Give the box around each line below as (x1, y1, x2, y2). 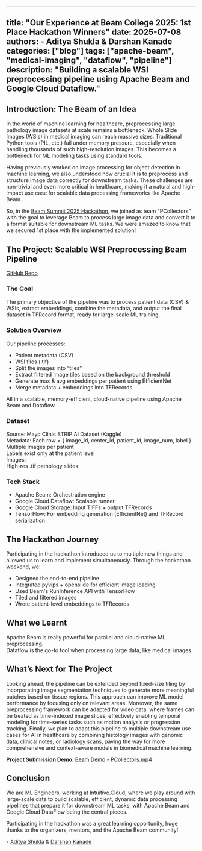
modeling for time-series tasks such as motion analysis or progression (6, 718, 180, 726)
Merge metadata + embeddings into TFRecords (14, 383, 133, 391)
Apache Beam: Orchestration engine (14, 491, 105, 498)
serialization (14, 517, 46, 524)
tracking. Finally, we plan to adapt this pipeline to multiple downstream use (6, 724, 191, 732)
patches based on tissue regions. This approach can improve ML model (6, 692, 184, 700)
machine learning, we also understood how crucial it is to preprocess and (6, 170, 188, 178)
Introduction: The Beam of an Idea (6, 104, 136, 115)
